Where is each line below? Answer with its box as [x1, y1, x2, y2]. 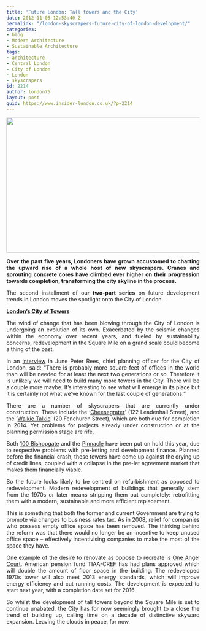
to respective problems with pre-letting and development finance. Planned [6, 446, 200, 454]
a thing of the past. [6, 345, 54, 353]
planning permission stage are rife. [6, 428, 94, 435]
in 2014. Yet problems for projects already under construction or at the [6, 421, 200, 428]
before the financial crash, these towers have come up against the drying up [6, 452, 200, 460]
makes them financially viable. [6, 466, 83, 473]
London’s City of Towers [6, 308, 70, 315]
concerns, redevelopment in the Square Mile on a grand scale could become [6, 339, 200, 346]
